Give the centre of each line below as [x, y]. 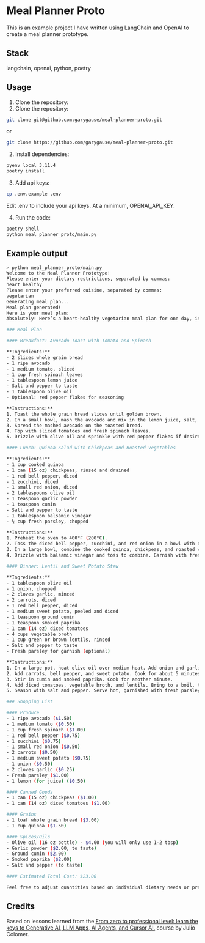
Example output [37, 253]
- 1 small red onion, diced [42, 487]
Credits [21, 907]
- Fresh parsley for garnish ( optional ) [59, 651]
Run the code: [33, 217]
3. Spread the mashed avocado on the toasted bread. [75, 426]
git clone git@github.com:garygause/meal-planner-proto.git [85, 120]
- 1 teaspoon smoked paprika [43, 623]
